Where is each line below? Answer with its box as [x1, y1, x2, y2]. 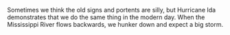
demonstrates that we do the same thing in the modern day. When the [7, 13, 205, 21]
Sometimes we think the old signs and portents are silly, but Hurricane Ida [7, 6, 216, 14]
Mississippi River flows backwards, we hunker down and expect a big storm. [7, 21, 224, 28]
